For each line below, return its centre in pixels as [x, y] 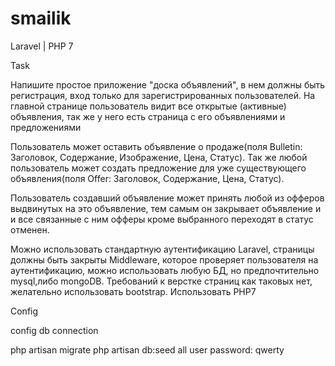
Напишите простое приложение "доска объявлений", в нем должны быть [168, 84]
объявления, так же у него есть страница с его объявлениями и [148, 116]
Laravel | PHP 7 [42, 46]
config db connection [54, 330]
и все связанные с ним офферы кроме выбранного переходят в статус [162, 219]
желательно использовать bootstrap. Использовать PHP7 [133, 291]
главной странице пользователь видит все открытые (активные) [148, 106]
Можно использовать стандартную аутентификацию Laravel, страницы [162, 249]
